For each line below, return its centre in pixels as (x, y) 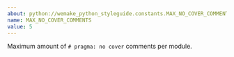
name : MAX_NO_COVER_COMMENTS (49, 20)
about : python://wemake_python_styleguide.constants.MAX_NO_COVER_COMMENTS (119, 14)
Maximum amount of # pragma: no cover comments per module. (100, 47)
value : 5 (20, 26)
